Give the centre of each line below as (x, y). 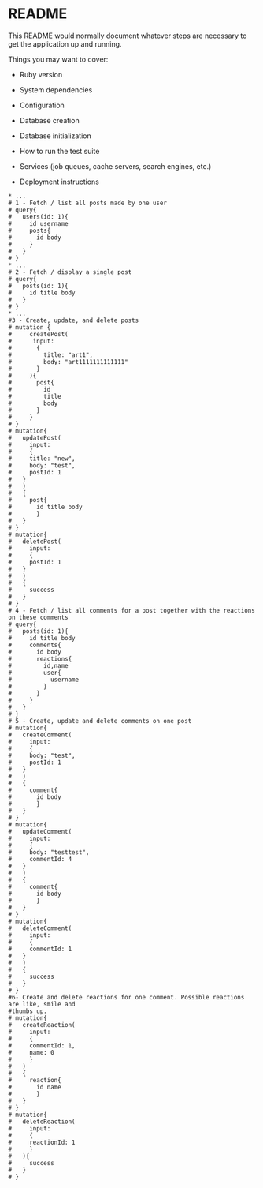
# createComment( (40, 735)
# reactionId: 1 (42, 1142)
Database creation (50, 120)
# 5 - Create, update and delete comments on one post (100, 721)
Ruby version (41, 74)
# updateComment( (40, 831)
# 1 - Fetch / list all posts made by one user (88, 203)
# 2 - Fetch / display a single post (70, 272)
